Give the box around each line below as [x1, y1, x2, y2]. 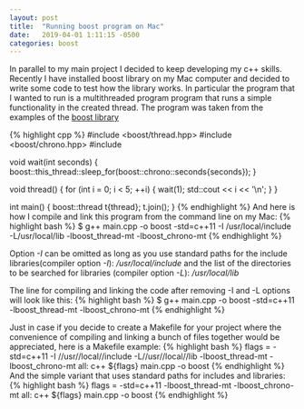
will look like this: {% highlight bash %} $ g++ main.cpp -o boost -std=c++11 [9, 294, 295, 305]
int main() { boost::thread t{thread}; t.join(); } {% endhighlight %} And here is [9, 202, 296, 213]
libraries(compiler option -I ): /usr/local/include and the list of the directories [9, 258, 292, 269]
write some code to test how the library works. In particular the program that [9, 83, 295, 94]
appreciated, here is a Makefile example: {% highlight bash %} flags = [9, 342, 271, 353]
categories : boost [9, 38, 79, 48]
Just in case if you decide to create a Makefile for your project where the [9, 322, 282, 333]
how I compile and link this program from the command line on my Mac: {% [9, 211, 291, 223]
